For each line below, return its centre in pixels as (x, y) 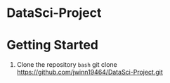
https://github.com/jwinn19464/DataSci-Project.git (90, 72)
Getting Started (53, 45)
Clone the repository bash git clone (67, 65)
